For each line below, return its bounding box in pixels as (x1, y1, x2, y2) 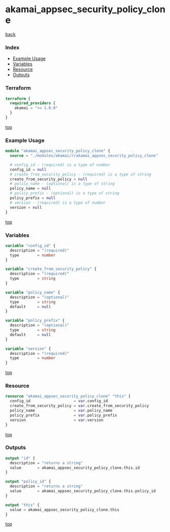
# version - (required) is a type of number (10, 200, 106, 205)
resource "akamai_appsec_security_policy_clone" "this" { (5, 394, 131, 399)
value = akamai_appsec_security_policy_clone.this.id (10, 465, 140, 470)
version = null (10, 205, 42, 210)
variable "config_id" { (5, 243, 56, 248)
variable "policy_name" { (5, 290, 60, 295)
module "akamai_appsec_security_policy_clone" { (5, 149, 110, 154)
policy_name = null (10, 186, 51, 191)
